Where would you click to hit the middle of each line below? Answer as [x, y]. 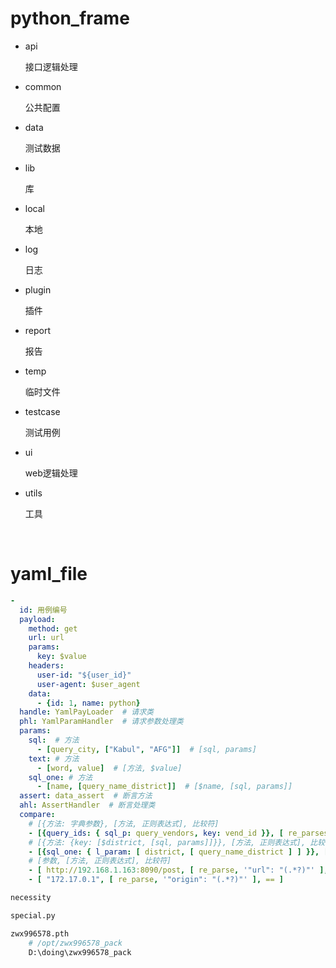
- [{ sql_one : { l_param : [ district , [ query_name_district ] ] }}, [174, 852]
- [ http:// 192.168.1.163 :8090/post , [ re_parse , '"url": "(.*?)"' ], [178, 870]
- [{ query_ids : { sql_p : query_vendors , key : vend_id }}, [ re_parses [178, 833]
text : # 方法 [54, 758]
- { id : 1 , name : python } [88, 703]
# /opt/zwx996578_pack [75, 943]
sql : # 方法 [54, 740]
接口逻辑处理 [51, 66]
